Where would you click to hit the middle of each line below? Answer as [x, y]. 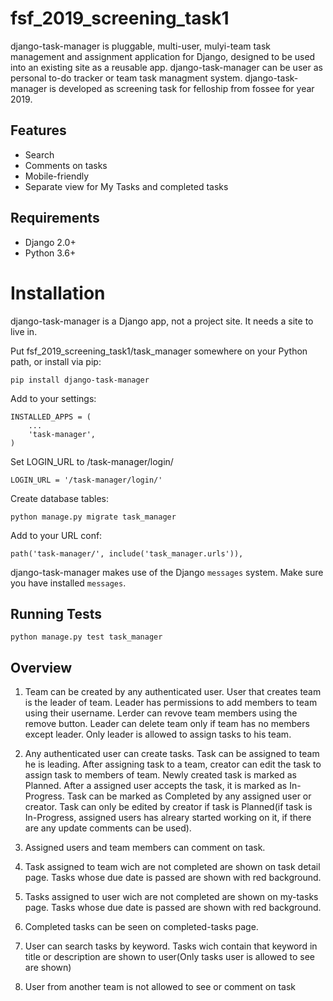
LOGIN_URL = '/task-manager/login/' [86, 480]
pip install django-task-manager [80, 380]
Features [38, 130]
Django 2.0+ [50, 242]
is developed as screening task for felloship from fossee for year [182, 88]
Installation [58, 293]
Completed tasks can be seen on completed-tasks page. [141, 927]
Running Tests [56, 613]
